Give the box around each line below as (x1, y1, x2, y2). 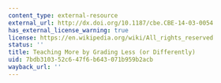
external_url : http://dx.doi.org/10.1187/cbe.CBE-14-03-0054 (8, 19, 214, 27)
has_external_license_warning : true (8, 26, 129, 34)
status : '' (8, 41, 44, 49)
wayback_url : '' (8, 63, 62, 71)
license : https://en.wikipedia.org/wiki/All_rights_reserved (8, 33, 214, 42)
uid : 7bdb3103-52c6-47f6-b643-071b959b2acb (8, 56, 154, 64)
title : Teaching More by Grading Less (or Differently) (8, 48, 196, 56)
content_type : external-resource (8, 11, 118, 20)
